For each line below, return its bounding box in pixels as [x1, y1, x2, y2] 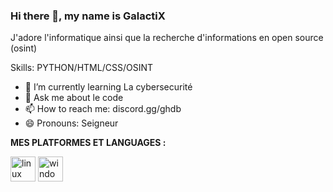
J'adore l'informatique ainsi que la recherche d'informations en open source [10, 32, 324, 44]
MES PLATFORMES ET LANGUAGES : [10, 137, 167, 149]
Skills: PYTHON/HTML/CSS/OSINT [10, 62, 153, 74]
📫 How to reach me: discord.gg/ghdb [24, 103, 182, 115]
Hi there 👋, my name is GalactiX [10, 9, 166, 23]
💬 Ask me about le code [24, 92, 124, 104]
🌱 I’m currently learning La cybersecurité [24, 81, 193, 93]
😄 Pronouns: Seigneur [24, 117, 119, 129]
